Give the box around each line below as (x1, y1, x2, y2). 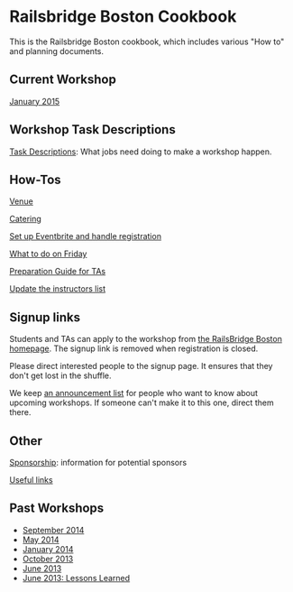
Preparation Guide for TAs (9, 266, 106, 277)
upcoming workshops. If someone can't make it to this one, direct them (9, 397, 274, 408)
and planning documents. (9, 45, 105, 56)
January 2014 (22, 543, 74, 554)
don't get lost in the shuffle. (9, 370, 112, 381)
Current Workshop (9, 72, 117, 88)
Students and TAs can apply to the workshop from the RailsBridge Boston (9, 334, 282, 345)
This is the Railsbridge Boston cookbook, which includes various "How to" (9, 36, 285, 47)
